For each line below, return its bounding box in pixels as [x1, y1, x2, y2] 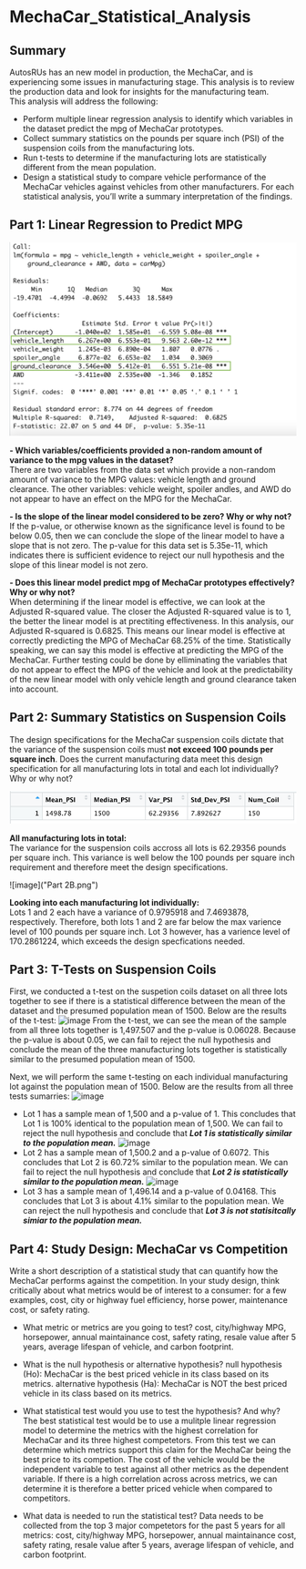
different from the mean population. [22, 162, 157, 172]
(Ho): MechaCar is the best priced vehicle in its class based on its [22, 1369, 270, 1379]
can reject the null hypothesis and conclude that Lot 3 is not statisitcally [22, 1205, 296, 1216]
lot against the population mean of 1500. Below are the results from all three [9, 1082, 294, 1092]
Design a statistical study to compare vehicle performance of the [22, 171, 267, 182]
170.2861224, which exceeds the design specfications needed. [9, 936, 246, 947]
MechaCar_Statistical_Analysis [9, 6, 251, 27]
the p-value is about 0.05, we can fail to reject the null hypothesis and [9, 1034, 271, 1045]
